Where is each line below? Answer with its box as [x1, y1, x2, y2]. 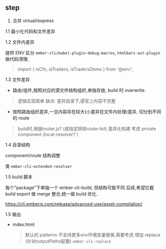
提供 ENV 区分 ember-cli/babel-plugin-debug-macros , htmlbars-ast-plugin [5, 49, 160, 55]
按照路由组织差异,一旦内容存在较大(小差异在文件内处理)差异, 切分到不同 [12, 108, 161, 114]
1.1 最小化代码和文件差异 [5, 28, 56, 34]
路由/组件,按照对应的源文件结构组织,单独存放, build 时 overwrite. [12, 87, 146, 93]
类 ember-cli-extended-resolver [5, 163, 72, 169]
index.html [12, 221, 35, 227]
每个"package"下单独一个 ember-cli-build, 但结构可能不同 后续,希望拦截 [5, 184, 154, 191]
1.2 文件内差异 [5, 39, 35, 45]
